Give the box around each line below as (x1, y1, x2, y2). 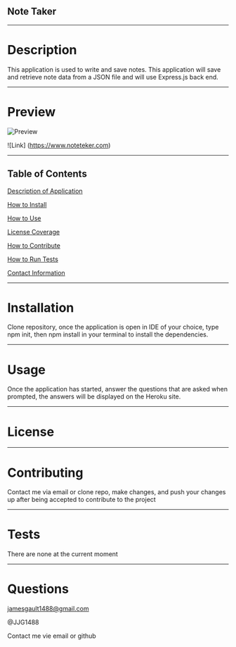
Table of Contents (7, 168, 88, 180)
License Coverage (7, 227, 60, 236)
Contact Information (7, 268, 65, 277)
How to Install (7, 200, 47, 208)
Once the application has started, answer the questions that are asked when (7, 385, 228, 394)
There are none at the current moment (7, 550, 118, 558)
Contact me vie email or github (7, 632, 96, 640)
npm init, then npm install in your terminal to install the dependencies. (7, 330, 209, 339)
